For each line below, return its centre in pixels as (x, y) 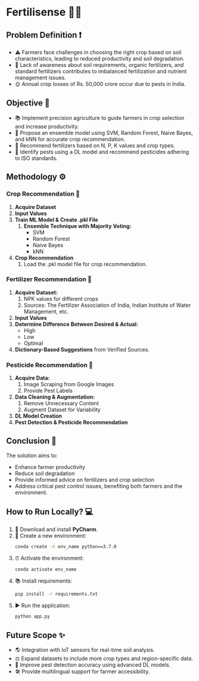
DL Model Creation (38, 416)
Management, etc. (46, 311)
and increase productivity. (47, 126)
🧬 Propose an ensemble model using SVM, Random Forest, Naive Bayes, (104, 132)
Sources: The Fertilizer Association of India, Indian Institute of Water (107, 305)
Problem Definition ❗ (44, 35)
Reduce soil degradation (45, 473)
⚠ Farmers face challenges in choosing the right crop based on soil (98, 52)
